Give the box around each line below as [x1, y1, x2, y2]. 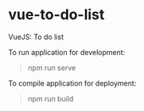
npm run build [27, 93, 74, 103]
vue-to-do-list [8, 6, 105, 24]
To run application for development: [8, 47, 126, 57]
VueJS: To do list [8, 32, 64, 42]
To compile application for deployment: [8, 78, 137, 88]
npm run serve [27, 62, 76, 73]
